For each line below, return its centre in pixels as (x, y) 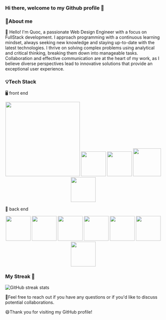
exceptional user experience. (35, 69)
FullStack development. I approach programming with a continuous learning (83, 37)
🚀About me (19, 21)
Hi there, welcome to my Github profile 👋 (55, 8)
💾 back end (17, 209)
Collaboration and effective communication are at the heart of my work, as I (82, 59)
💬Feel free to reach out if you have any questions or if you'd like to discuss (81, 297)
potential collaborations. (30, 302)
